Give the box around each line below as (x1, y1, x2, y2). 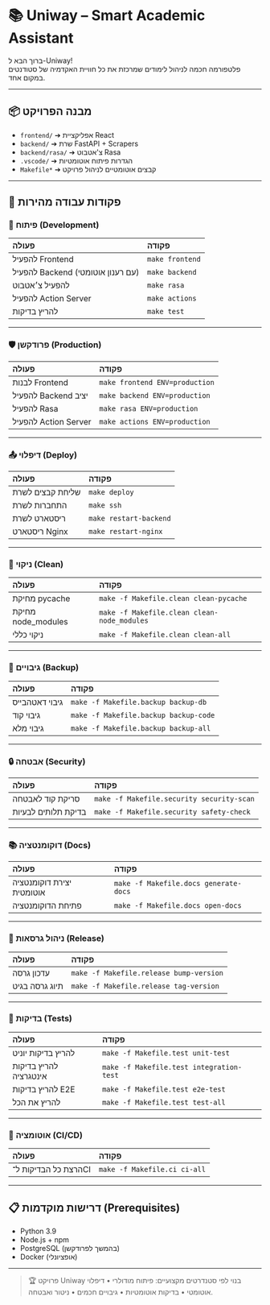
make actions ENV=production (99, 416, 211, 426)
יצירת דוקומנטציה (12, 877, 72, 889)
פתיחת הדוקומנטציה (12, 900, 82, 911)
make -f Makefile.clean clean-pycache (99, 594, 247, 603)
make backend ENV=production (99, 391, 211, 400)
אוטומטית (12, 887, 46, 898)
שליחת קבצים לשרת (12, 487, 81, 498)
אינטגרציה (12, 1071, 47, 1082)
